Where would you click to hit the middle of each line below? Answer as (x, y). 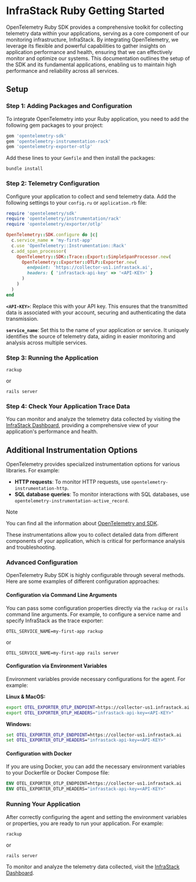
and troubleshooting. (31, 547)
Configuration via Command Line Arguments (62, 595)
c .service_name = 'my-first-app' (52, 240)
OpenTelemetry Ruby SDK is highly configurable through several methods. (96, 575)
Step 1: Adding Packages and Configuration (69, 106)
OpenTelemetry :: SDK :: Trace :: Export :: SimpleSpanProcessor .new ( (94, 257)
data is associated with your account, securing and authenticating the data (96, 312)
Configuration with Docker (39, 753)
